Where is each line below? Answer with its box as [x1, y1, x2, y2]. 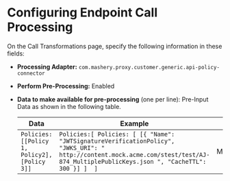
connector [16, 70, 46, 77]
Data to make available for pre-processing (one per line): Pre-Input [16, 95, 209, 104]
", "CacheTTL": [157, 158, 207, 165]
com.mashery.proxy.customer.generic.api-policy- [78, 64, 220, 71]
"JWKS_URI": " [59, 144, 105, 152]
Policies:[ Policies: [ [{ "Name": [59, 130, 175, 138]
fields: [7, 49, 25, 58]
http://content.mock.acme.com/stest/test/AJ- [59, 151, 210, 158]
